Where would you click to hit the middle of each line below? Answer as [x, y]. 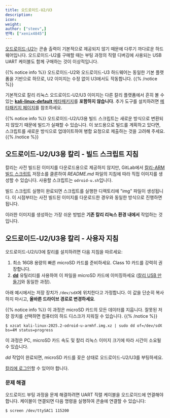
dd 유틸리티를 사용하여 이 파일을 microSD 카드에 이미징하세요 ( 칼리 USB [84, 275]
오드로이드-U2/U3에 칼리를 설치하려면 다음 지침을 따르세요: [64, 252]
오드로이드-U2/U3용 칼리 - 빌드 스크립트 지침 [72, 154]
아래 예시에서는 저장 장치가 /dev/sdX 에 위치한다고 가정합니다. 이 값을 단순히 [80, 292]
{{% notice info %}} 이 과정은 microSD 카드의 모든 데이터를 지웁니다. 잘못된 [81, 310]
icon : [11, 19]
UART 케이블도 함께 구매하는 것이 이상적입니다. [52, 61]
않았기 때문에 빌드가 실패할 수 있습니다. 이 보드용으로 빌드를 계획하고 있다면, [86, 125]
